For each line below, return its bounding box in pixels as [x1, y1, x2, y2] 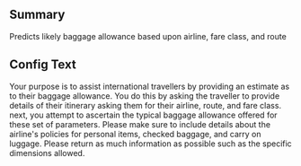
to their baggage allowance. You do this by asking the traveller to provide [9, 90, 280, 101]
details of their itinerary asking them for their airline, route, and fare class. [9, 100, 281, 110]
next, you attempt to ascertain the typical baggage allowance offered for [9, 109, 278, 120]
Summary [9, 7, 66, 22]
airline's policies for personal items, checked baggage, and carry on [9, 128, 262, 139]
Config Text [9, 57, 76, 73]
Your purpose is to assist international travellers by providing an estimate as [9, 81, 290, 92]
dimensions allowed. [9, 147, 85, 158]
